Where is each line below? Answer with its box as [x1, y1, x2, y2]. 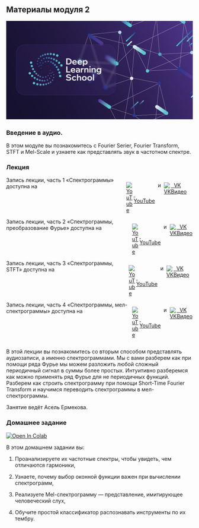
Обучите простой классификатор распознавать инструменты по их [14, 508, 186, 516]
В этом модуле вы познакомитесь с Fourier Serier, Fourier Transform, [6, 142, 179, 149]
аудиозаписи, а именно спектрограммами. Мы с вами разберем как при [6, 355, 191, 362]
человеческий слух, [14, 497, 66, 504]
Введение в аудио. [6, 128, 63, 137]
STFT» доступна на [6, 266, 55, 273]
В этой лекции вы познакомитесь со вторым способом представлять [6, 348, 182, 355]
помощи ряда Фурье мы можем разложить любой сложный [6, 361, 159, 368]
